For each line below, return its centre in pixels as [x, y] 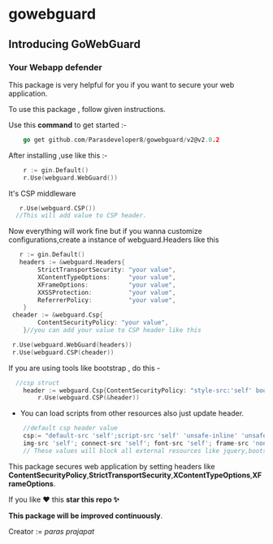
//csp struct [38, 382]
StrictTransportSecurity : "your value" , [107, 270]
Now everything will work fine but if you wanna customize [106, 231]
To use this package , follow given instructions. [87, 109]
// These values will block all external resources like [121, 451]
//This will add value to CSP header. [82, 216]
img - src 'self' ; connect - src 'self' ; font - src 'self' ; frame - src [136, 443]
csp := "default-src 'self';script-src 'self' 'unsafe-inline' [130, 436]
